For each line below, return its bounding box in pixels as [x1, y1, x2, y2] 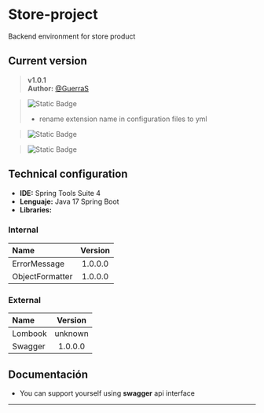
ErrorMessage [12, 258, 65, 269]
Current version [8, 54, 88, 68]
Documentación [8, 367, 89, 381]
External [8, 294, 42, 305]
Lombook [12, 328, 47, 339]
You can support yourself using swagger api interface [19, 388, 195, 398]
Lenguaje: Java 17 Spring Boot [19, 197, 119, 206]
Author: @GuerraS [27, 83, 89, 93]
